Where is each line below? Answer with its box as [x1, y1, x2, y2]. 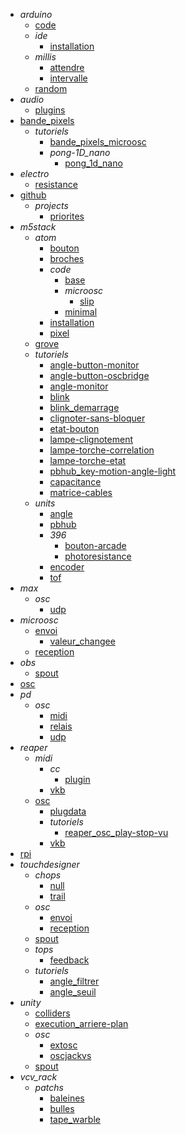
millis [34, 51, 57, 63]
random [34, 83, 68, 94]
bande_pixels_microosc [49, 136, 147, 148]
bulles [49, 1103, 75, 1114]
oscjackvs [49, 1050, 92, 1061]
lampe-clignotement [49, 434, 133, 445]
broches [49, 253, 85, 264]
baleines [49, 1092, 85, 1104]
